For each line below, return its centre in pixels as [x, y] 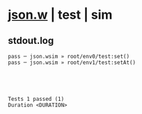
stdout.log [31, 41]
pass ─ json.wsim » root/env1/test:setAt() [72, 63]
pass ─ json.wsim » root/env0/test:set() [69, 56]
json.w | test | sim [60, 15]
